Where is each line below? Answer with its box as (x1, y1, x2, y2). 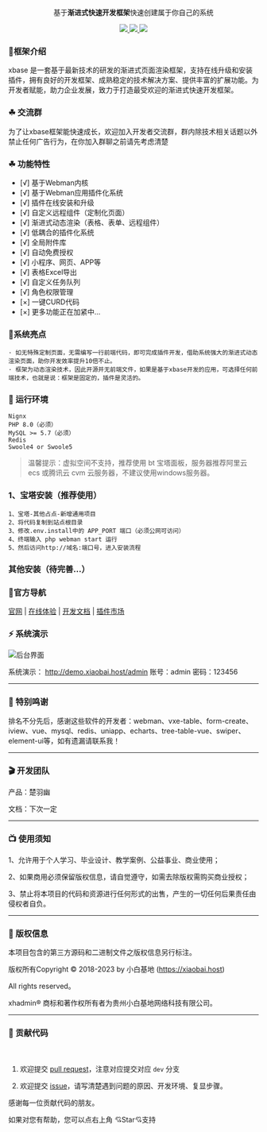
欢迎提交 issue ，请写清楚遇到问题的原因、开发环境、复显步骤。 (19, 1080, 228, 1091)
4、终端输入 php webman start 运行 (8, 535, 118, 543)
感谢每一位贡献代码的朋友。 (8, 1098, 99, 1107)
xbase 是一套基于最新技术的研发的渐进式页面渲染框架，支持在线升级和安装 (8, 65, 253, 75)
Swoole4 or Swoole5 (8, 443, 73, 451)
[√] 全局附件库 (19, 238, 67, 247)
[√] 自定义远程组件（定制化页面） (19, 207, 130, 217)
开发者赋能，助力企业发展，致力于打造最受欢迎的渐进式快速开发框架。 (8, 85, 238, 95)
